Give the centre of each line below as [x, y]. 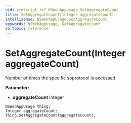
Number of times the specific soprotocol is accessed [60, 78]
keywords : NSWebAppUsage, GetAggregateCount [53, 24]
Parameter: [17, 88]
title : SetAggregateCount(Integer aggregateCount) [60, 15]
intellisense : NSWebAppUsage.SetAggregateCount [56, 19]
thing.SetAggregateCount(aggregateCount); [51, 115]
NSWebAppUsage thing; [28, 107]
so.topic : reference [27, 29]
